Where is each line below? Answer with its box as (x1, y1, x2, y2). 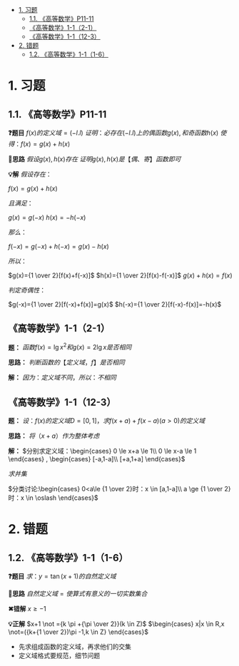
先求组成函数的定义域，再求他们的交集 (18, 642, 131, 651)
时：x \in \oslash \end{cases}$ (8, 493, 98, 502)
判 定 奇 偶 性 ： (8, 286, 46, 294)
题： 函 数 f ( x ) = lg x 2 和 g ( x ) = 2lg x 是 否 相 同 (8, 342, 132, 352)
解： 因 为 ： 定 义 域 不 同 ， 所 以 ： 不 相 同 (8, 373, 116, 382)
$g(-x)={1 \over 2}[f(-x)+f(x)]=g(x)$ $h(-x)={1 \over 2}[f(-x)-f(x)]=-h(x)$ (8, 300, 222, 308)
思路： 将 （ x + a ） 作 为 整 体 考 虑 (8, 431, 100, 440)
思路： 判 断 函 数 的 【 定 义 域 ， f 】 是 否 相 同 (8, 358, 126, 367)
